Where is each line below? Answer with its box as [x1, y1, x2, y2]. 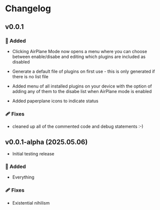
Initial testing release [12, 150, 55, 156]
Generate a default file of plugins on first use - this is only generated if [12, 68, 155, 74]
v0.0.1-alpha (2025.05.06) [5, 138, 88, 146]
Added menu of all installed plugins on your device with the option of [12, 83, 152, 89]
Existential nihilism [12, 200, 50, 206]
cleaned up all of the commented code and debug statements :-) [12, 123, 144, 129]
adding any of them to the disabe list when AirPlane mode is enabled [12, 88, 152, 94]
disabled [12, 59, 30, 64]
